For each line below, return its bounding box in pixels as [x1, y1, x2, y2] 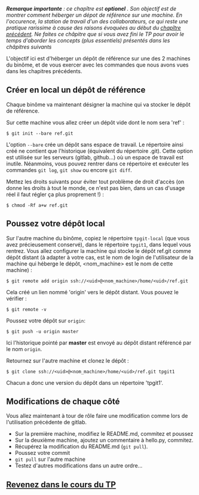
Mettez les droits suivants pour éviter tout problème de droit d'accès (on [6, 178, 185, 185]
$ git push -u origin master [6, 328, 79, 334]
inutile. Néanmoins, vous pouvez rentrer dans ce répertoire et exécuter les [6, 160, 189, 167]
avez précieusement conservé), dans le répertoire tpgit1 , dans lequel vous [6, 241, 191, 248]
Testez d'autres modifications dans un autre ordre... [14, 462, 143, 469]
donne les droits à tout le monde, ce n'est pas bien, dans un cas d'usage [6, 184, 185, 191]
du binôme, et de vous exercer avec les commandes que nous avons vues [6, 61, 189, 68]
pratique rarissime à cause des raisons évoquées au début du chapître [6, 24, 181, 31]
